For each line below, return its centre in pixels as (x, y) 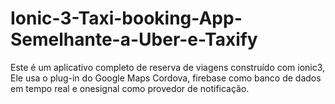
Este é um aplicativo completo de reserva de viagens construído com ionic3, (168, 67)
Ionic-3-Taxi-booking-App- (126, 18)
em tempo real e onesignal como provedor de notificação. (130, 88)
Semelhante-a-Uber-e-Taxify (134, 39)
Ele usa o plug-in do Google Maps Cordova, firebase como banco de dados (166, 78)
